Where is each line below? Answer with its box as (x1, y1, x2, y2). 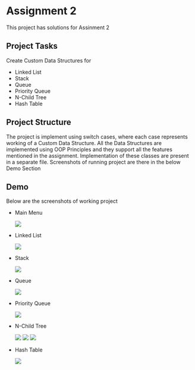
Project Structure (6, 117, 71, 127)
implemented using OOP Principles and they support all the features (6, 146, 172, 153)
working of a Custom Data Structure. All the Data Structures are (6, 139, 162, 146)
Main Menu (14, 209, 43, 217)
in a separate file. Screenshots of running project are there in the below (6, 158, 181, 165)
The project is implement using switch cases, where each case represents (6, 133, 188, 140)
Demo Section (6, 165, 41, 172)
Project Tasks (6, 41, 58, 51)
